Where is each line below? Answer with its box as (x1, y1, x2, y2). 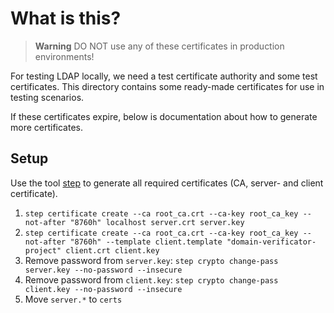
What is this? (10, 7, 122, 30)
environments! (34, 50, 95, 62)
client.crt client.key (65, 245, 160, 256)
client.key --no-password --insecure (24, 284, 183, 294)
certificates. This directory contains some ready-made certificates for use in (10, 80, 325, 92)
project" (24, 245, 62, 256)
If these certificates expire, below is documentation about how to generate (10, 110, 318, 122)
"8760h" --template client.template (69, 237, 223, 247)
